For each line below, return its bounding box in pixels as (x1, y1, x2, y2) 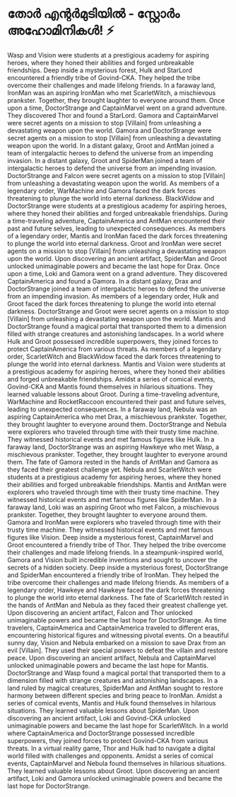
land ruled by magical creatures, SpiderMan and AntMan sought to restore (7, 684, 224, 692)
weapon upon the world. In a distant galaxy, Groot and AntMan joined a (7, 141, 214, 150)
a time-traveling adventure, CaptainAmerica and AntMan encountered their (7, 216, 225, 225)
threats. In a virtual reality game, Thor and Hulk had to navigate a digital (7, 744, 216, 752)
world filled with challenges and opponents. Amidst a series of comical (7, 751, 213, 760)
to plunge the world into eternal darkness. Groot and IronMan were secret (7, 239, 222, 247)
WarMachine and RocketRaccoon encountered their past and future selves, (7, 397, 226, 406)
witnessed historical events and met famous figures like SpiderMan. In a (7, 495, 217, 503)
